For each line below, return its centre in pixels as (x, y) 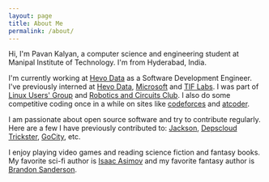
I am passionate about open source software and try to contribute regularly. (134, 120)
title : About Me (36, 23)
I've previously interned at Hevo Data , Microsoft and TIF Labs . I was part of (134, 87)
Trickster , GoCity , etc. (45, 137)
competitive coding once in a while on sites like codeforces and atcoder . (129, 104)
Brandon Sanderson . (43, 170)
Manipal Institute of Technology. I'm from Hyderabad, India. (107, 62)
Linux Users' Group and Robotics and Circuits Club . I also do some (120, 95)
